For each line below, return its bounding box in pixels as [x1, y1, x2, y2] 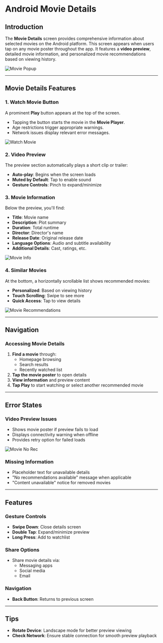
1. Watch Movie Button [5, 99, 59, 105]
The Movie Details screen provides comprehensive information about [5, 35, 145, 41]
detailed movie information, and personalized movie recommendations [5, 51, 146, 57]
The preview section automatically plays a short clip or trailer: [5, 162, 128, 168]
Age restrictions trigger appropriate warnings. [12, 124, 104, 130]
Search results [19, 362, 49, 368]
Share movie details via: [12, 558, 60, 563]
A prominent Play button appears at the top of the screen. [5, 110, 121, 116]
